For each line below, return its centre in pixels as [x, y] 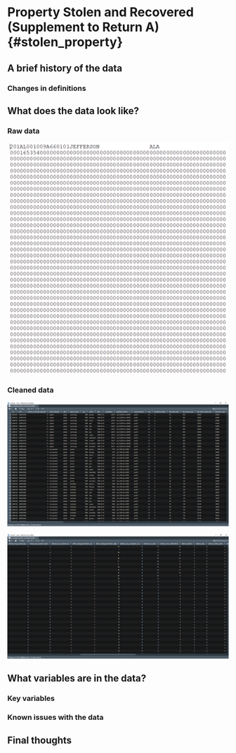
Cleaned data [31, 390]
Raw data [24, 131]
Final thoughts [40, 740]
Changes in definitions [47, 88]
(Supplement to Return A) [83, 27]
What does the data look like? [73, 111]
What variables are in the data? [77, 679]
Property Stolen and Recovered [101, 12]
